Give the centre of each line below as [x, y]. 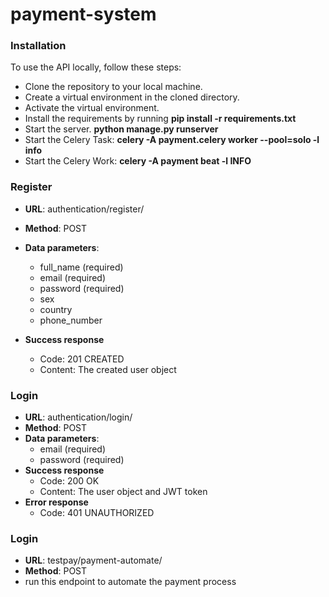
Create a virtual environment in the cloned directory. [132, 97]
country [56, 309]
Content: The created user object [108, 369]
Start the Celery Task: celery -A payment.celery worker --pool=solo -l [172, 140]
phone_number [71, 320]
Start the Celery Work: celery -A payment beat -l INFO [138, 161]
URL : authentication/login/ [78, 417]
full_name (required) [81, 267]
